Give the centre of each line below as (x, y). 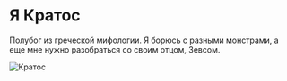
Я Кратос (45, 16)
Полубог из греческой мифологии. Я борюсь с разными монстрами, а (144, 40)
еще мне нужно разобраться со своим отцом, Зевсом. (115, 49)
